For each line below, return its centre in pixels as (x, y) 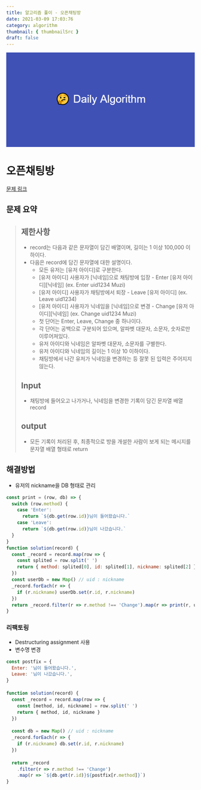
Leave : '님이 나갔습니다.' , (42, 674)
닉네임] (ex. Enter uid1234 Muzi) (86, 285)
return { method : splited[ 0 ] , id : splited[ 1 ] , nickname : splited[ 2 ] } (107, 567)
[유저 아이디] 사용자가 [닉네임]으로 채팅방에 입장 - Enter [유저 (110, 277)
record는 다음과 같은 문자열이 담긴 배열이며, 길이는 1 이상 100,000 (107, 247)
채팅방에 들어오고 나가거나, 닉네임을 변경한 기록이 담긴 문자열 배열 (106, 401)
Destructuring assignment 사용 (52, 642)
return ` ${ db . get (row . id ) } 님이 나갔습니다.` (74, 529)
